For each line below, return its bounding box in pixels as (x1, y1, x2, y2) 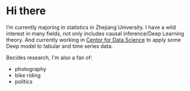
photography (14, 65, 47, 72)
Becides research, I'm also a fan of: (6, 54, 93, 61)
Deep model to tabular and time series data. (6, 43, 114, 50)
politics (14, 78, 33, 85)
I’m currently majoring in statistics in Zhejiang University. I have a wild (6, 24, 176, 31)
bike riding (14, 71, 41, 79)
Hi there (6, 4, 46, 18)
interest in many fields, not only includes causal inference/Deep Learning (6, 30, 185, 37)
